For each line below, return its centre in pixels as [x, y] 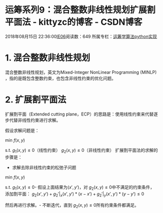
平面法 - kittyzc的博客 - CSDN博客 [74, 22]
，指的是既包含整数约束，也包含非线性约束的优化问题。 [60, 78]
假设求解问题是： [22, 130]
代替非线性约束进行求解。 [35, 120]
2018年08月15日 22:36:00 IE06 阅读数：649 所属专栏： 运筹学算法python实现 [81, 36]
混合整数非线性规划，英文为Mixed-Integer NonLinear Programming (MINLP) [81, 72]
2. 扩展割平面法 [36, 100]
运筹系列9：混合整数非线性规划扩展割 [80, 10]
